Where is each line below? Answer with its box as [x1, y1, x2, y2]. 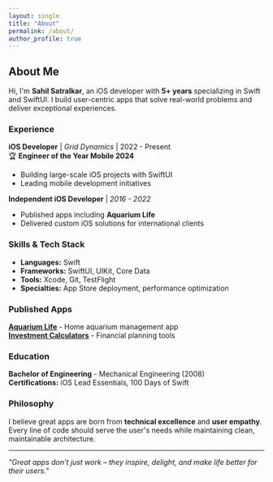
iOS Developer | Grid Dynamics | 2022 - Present [8, 142, 171, 152]
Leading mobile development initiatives [19, 179, 152, 188]
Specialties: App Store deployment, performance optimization [19, 283, 229, 293]
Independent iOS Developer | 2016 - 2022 [8, 194, 152, 204]
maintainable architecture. [8, 433, 96, 443]
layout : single [8, 11, 60, 20]
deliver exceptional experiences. [8, 103, 118, 114]
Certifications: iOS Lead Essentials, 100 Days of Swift [8, 378, 189, 388]
